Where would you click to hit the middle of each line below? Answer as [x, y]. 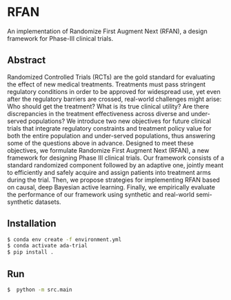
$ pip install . [30, 252]
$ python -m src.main [40, 290]
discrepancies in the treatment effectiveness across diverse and [98, 113]
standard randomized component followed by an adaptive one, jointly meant [115, 165]
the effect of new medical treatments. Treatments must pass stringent [106, 84]
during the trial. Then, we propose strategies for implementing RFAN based [114, 180]
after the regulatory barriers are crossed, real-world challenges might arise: [114, 99]
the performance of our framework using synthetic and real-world [101, 194]
